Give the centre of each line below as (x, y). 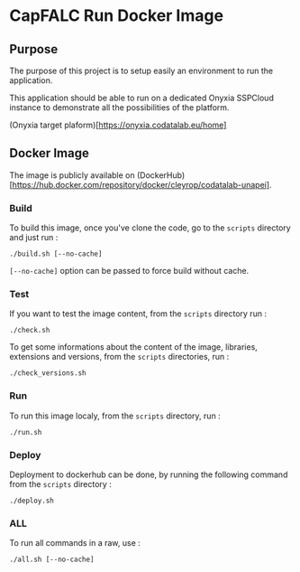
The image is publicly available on (72, 175)
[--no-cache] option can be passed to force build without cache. (129, 271)
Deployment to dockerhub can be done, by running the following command (149, 474)
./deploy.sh (32, 501)
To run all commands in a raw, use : (75, 543)
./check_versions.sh (48, 373)
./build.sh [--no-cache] (56, 254)
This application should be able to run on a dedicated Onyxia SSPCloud (142, 98)
